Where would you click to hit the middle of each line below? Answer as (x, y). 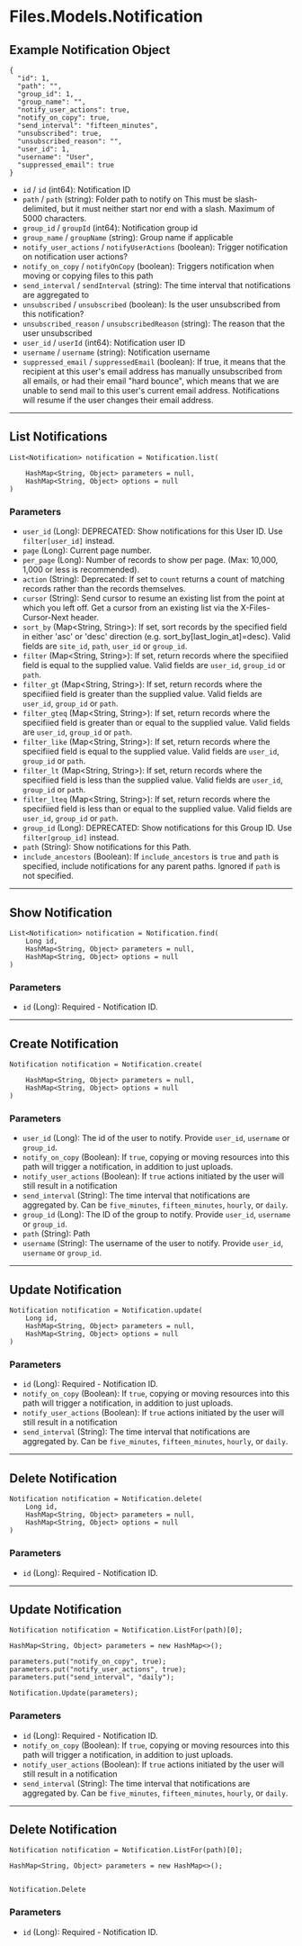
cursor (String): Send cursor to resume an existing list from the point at (153, 598)
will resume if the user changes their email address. (118, 400)
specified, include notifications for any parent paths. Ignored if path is (151, 866)
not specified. (48, 876)
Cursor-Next (45, 618)
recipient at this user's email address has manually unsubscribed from (152, 371)
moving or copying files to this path (88, 276)
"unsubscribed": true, (60, 133)
